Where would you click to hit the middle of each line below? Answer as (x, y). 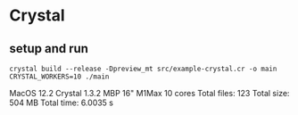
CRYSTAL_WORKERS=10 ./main (59, 77)
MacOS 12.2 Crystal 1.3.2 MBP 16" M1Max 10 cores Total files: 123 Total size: (149, 93)
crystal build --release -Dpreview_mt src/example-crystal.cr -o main (143, 69)
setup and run (49, 49)
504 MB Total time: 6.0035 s (62, 103)
